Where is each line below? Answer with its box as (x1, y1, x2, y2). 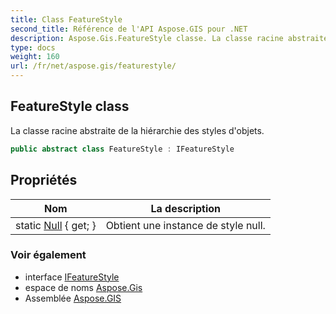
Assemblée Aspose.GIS (24, 292, 122, 304)
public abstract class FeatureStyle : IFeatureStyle (10, 144, 235, 154)
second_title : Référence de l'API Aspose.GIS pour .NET (10, 24, 248, 34)
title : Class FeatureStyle (10, 14, 123, 25)
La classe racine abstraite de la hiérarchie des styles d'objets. (10, 124, 265, 136)
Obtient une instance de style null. (105, 218, 266, 232)
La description (150, 201, 222, 215)
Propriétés (10, 172, 78, 189)
